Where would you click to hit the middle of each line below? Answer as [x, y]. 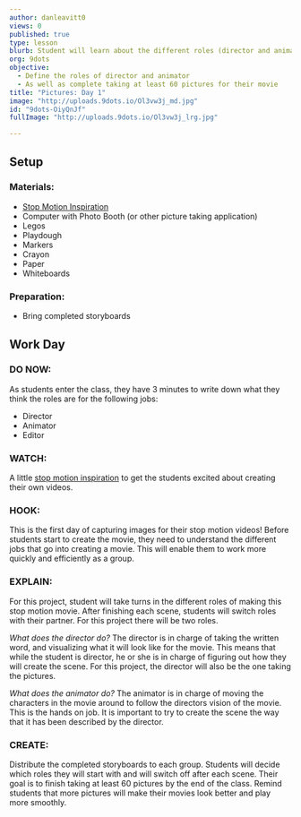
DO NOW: [30, 370]
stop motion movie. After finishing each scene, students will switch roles [143, 611]
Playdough [42, 235]
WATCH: [28, 458]
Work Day [37, 344]
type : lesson [34, 43]
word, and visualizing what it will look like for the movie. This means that [142, 647]
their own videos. [41, 487]
